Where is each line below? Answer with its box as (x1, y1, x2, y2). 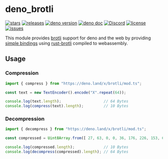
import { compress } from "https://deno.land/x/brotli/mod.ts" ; (5, 81, 142, 86)
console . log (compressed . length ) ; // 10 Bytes (5, 145, 128, 150)
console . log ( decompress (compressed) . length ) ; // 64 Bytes (5, 150, 128, 155)
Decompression (5, 116, 45, 123)
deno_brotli (5, 3, 54, 15)
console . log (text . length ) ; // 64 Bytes (5, 99, 128, 104)
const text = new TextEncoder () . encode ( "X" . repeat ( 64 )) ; (5, 90, 126, 95)
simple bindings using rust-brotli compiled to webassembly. (5, 40, 128, 46)
